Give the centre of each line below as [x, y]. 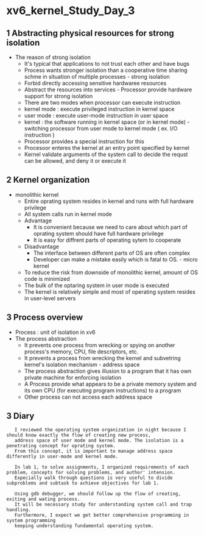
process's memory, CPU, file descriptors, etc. [81, 352]
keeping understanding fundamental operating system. [84, 526]
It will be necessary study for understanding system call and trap [103, 505]
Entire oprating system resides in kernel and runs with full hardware [109, 201]
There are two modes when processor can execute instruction [102, 102]
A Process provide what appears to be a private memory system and [110, 384]
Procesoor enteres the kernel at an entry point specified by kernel [107, 148]
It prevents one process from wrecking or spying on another [100, 345]
